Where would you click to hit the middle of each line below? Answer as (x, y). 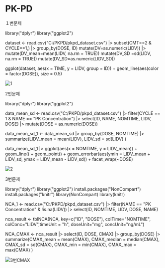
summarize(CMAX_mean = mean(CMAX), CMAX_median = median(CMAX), (82, 239)
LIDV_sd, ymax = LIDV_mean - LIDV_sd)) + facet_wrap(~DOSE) (69, 159)
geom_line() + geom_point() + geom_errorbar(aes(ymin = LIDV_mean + (78, 154)
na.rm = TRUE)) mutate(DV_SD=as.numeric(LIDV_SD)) (60, 58)
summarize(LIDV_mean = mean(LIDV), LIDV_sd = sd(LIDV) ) (66, 139)
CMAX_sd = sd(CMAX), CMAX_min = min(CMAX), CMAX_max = (71, 245)
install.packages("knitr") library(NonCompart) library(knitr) (65, 194)
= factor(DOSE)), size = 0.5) (34, 73)
